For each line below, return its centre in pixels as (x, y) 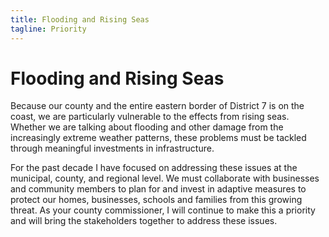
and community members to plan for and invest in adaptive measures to (158, 189)
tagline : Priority (48, 29)
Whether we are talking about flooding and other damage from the (147, 127)
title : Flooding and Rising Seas (80, 19)
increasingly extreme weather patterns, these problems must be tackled (158, 138)
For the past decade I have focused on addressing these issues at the (154, 168)
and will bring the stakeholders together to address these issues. (144, 221)
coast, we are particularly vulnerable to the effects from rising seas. (150, 117)
